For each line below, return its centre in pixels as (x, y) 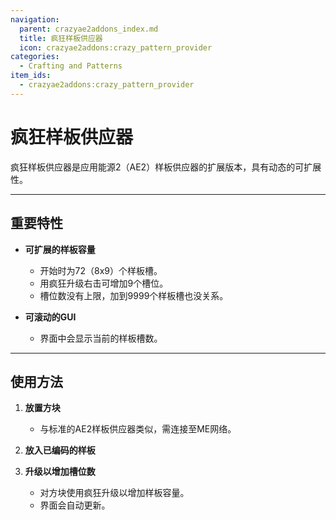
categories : (35, 57)
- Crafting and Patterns (71, 66)
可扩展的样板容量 (60, 249)
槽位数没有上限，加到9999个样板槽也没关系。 (134, 295)
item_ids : (31, 76)
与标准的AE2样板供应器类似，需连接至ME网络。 (138, 429)
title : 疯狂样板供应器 (61, 38)
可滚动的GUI (50, 317)
